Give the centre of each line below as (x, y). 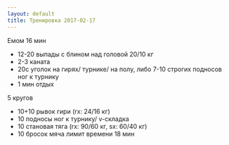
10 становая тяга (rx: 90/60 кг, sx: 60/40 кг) (82, 126)
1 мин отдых (35, 84)
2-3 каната (34, 61)
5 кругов (20, 97)
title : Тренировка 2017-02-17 (52, 20)
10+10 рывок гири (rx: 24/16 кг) (64, 111)
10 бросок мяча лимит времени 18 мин (76, 134)
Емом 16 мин (27, 40)
